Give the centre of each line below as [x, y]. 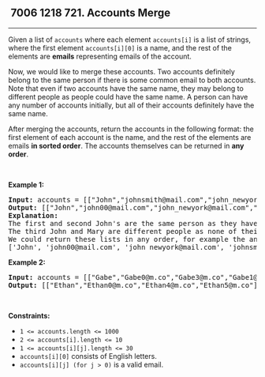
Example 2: [27, 262]
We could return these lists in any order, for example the [127, 239]
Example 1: [26, 184]
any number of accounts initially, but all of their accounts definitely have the [131, 105]
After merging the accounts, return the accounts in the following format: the [131, 129]
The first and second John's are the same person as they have [133, 223]
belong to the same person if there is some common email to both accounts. [132, 80]
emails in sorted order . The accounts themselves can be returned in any [126, 145]
